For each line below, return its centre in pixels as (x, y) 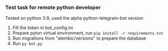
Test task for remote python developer (53, 7)
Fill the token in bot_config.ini (43, 28)
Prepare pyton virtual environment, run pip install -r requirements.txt (88, 33)
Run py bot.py (27, 44)
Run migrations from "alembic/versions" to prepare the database (79, 38)
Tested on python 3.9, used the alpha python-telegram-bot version (74, 18)
